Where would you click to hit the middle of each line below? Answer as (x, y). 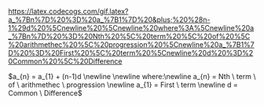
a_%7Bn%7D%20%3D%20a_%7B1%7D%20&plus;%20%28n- (109, 20)
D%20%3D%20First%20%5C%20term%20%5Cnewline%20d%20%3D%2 (131, 53)
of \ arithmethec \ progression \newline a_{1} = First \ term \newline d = (123, 85)
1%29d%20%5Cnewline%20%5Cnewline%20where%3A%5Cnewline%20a (131, 28)
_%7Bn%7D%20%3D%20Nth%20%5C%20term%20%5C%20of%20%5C (129, 36)
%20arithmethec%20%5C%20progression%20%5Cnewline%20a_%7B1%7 (132, 45)
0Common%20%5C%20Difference (65, 61)
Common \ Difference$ (45, 93)
